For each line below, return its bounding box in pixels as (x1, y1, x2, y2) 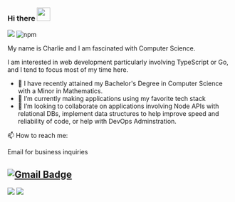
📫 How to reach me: (7, 132, 68, 140)
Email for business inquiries (7, 148, 88, 156)
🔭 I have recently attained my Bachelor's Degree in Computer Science (17, 79, 223, 88)
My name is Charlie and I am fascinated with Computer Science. (7, 44, 196, 53)
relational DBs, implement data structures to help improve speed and (17, 110, 219, 118)
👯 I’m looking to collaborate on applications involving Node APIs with (17, 102, 219, 110)
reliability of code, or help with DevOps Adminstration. (17, 117, 177, 126)
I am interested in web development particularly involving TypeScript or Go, (7, 58, 229, 67)
